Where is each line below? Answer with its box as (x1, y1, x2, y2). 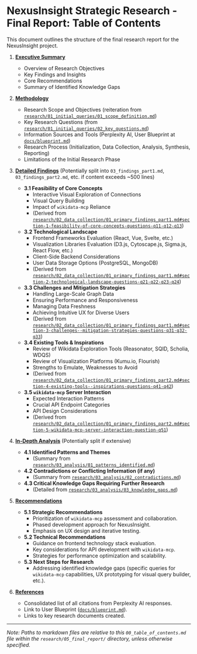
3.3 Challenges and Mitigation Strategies (23, 284, 126, 291)
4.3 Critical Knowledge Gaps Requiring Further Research (23, 480, 165, 487)
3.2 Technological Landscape (23, 228, 98, 235)
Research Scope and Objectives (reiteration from (23, 106, 142, 113)
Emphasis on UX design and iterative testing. (32, 527, 141, 534)
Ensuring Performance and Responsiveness (32, 297, 138, 304)
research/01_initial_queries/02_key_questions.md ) (23, 125, 150, 132)
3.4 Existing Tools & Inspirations (23, 339, 104, 346)
